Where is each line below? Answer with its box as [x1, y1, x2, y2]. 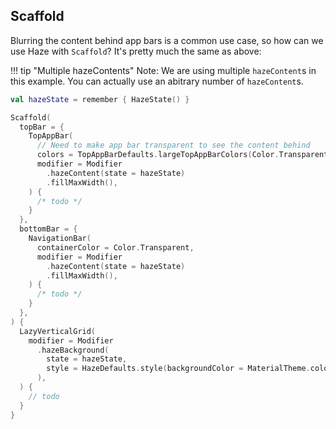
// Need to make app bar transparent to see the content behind [36, 140, 311, 151]
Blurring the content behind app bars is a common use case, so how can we [10, 34, 324, 46]
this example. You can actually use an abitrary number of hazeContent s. [10, 75, 304, 87]
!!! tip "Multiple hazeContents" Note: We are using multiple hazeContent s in [10, 64, 317, 76]
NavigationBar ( [28, 234, 92, 244]
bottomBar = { [19, 224, 78, 234]
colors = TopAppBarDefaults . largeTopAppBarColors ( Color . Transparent [36, 150, 329, 160]
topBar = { [19, 122, 65, 132]
